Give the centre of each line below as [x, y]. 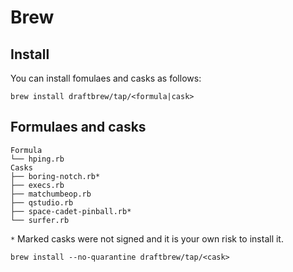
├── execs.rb [37, 185]
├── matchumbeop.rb [51, 194]
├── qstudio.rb [42, 202]
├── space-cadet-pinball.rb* [71, 211]
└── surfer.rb [40, 220]
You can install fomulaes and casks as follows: [106, 78]
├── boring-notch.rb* [55, 176]
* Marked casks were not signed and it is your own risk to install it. [147, 238]
